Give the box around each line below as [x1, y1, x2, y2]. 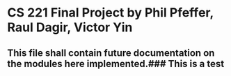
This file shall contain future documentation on [7, 47, 215, 59]
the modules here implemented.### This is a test [7, 57, 225, 70]
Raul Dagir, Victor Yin [7, 19, 133, 35]
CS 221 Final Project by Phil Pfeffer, [7, 5, 214, 21]
